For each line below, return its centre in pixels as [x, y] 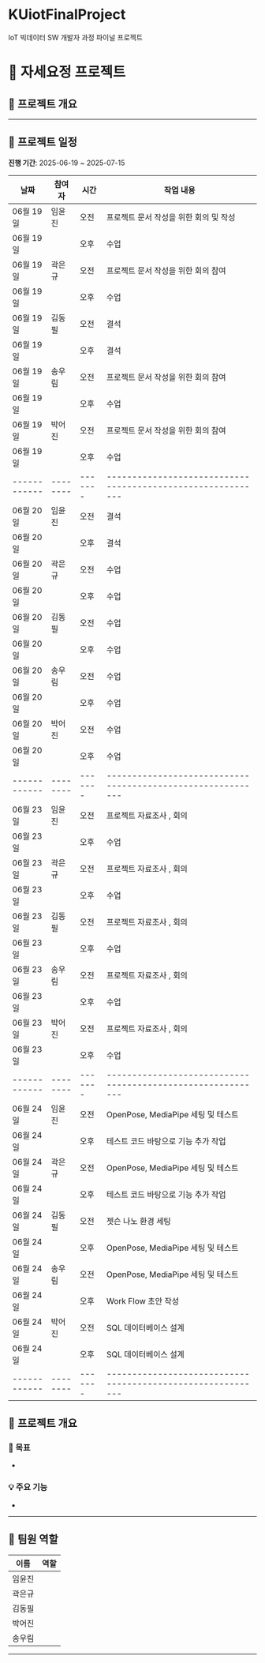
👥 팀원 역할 [34, 1539]
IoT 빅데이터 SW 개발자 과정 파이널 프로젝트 [76, 37]
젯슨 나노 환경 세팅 [138, 1221]
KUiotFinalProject [67, 15]
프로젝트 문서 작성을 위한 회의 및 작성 [171, 217]
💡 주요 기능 [28, 1488]
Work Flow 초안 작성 [143, 1301]
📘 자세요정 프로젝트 [67, 72]
